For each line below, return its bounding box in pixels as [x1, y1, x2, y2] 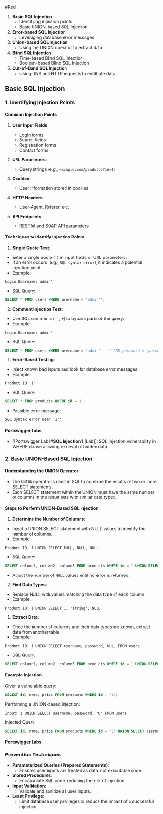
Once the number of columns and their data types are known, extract [12, 624, 150, 630]
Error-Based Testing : [12, 357, 55, 363]
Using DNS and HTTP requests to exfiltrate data [19, 71, 115, 76]
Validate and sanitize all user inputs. [19, 788, 91, 794]
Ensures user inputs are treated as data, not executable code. [19, 768, 143, 774]
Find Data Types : [12, 581, 47, 587]
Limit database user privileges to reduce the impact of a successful [19, 798, 154, 804]
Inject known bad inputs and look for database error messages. [12, 366, 139, 372]
